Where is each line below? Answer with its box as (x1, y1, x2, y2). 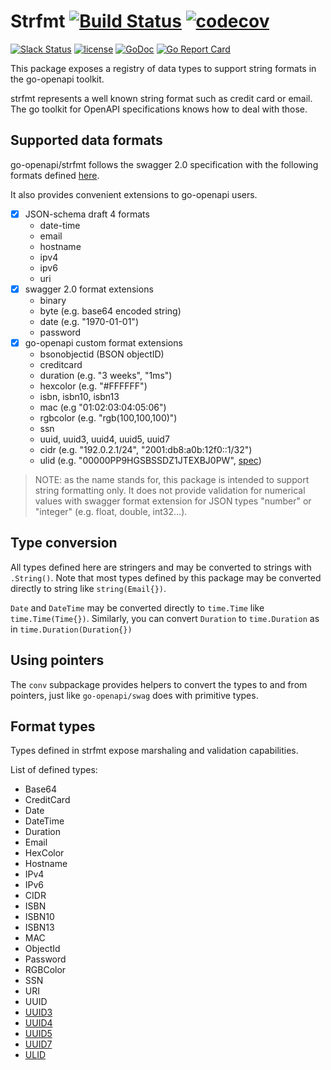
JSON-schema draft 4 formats (24, 208, 150, 220)
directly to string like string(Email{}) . (10, 582, 167, 594)
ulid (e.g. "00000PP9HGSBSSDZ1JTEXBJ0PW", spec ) (39, 454, 262, 466)
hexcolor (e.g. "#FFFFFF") (39, 380, 148, 392)
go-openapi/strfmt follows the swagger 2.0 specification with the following (10, 158, 319, 170)
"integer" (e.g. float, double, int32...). (34, 505, 188, 517)
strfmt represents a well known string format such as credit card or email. (10, 92, 313, 104)
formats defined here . (10, 169, 100, 181)
